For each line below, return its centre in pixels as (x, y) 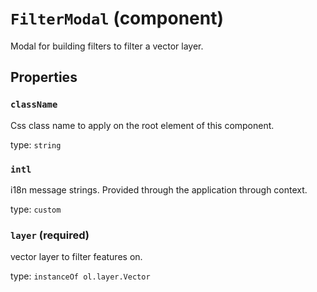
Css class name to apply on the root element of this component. (142, 125)
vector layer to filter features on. (76, 257)
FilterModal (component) (117, 18)
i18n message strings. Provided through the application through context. (159, 189)
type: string (36, 144)
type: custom (36, 209)
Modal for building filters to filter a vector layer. (107, 46)
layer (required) (50, 235)
